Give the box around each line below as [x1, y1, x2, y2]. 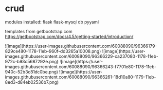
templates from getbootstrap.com [5, 28, 72, 34]
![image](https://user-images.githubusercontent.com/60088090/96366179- [5, 43, 157, 49]
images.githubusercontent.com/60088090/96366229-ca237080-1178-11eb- [5, 53, 159, 59]
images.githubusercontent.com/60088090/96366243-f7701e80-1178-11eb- [5, 64, 157, 70]
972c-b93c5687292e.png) [5, 58, 59, 64]
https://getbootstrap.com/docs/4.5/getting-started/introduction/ [5, 34, 134, 39]
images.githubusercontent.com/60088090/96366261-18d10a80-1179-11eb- [5, 74, 156, 80]
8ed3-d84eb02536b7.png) [5, 79, 59, 85]
